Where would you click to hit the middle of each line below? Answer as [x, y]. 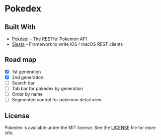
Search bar [23, 83]
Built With [20, 27]
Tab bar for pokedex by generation [47, 88]
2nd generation [28, 77]
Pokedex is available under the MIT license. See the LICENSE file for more [80, 128]
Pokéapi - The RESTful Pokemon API [49, 39]
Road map [21, 60]
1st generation [26, 71]
